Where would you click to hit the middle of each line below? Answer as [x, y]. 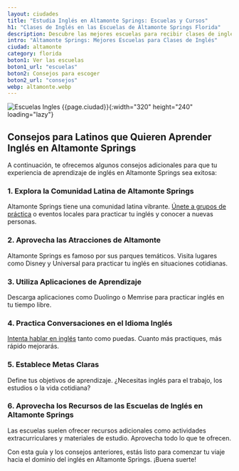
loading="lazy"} [31, 115]
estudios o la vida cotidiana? [49, 388]
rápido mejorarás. [33, 346]
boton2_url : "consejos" [43, 80]
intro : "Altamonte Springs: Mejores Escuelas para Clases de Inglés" [113, 41]
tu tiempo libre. [30, 305]
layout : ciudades [33, 14]
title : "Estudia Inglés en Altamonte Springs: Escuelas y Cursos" [108, 21]
